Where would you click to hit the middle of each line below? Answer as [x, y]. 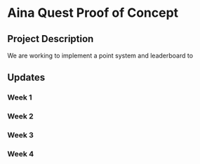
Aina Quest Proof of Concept [93, 13]
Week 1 [20, 97]
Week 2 [20, 116]
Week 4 [21, 154]
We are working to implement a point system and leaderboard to [100, 55]
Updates [26, 77]
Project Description [51, 39]
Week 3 [20, 135]
